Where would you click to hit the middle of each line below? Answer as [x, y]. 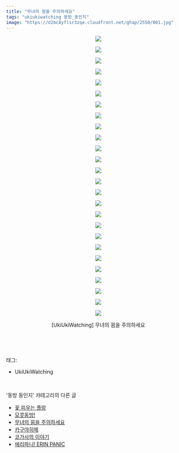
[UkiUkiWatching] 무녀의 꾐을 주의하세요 [98, 325]
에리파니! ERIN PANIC [40, 444]
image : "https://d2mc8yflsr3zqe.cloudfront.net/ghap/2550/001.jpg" [90, 22]
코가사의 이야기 [32, 437]
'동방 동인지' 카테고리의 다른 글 [41, 395]
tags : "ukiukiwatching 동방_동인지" [48, 17]
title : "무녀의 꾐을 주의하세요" [41, 11]
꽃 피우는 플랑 [30, 408]
